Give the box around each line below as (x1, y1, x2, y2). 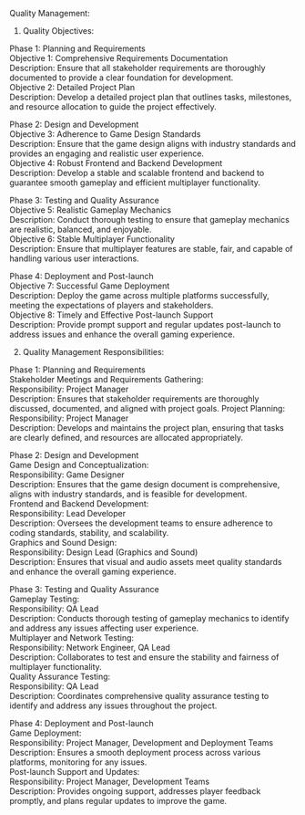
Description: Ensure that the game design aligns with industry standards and (9, 139, 296, 149)
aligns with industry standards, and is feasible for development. (9, 488, 248, 499)
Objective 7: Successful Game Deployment (9, 280, 170, 291)
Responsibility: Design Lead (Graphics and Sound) (9, 547, 198, 558)
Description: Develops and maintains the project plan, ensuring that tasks (9, 423, 284, 433)
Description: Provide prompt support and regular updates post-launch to (9, 319, 281, 329)
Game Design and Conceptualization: (9, 460, 149, 470)
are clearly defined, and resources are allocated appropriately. (9, 433, 244, 443)
